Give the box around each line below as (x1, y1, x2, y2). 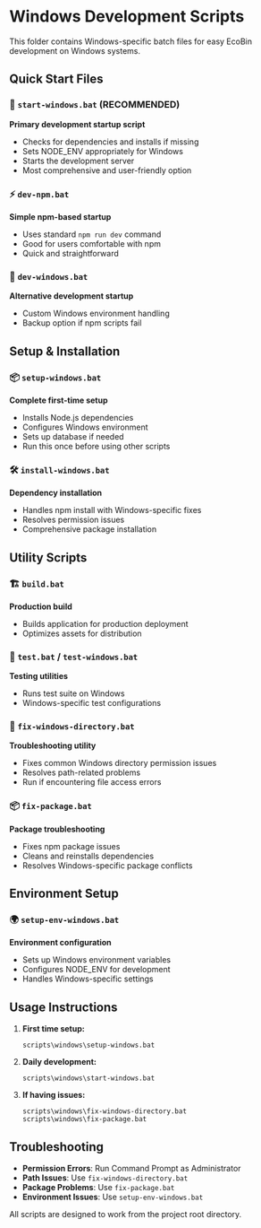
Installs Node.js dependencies (21, 412, 134, 422)
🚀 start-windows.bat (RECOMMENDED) (9, 99, 181, 111)
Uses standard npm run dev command (21, 229, 162, 240)
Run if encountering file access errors (21, 777, 162, 788)
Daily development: (21, 1057, 97, 1067)
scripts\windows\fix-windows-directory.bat (21, 1107, 188, 1116)
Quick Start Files (9, 72, 104, 87)
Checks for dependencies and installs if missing (21, 136, 199, 147)
